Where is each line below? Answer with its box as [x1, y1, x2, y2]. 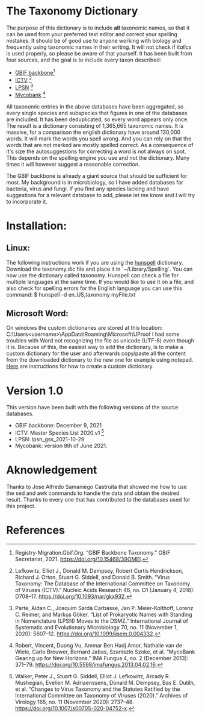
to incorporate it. [6, 198, 47, 205]
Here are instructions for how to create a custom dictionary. [6, 363, 155, 370]
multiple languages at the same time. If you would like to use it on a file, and [6, 278, 194, 285]
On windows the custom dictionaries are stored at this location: [6, 324, 163, 332]
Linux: [6, 243, 30, 253]
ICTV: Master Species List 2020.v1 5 [14, 428, 104, 436]
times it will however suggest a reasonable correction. [6, 160, 140, 168]
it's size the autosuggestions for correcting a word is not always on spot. [6, 148, 186, 155]
